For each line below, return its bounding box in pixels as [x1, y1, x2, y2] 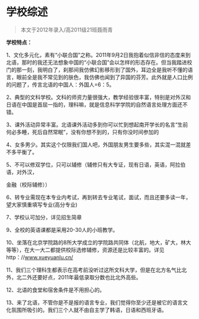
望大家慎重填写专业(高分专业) [6, 201, 78, 208]
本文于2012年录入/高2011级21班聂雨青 [20, 26, 113, 33]
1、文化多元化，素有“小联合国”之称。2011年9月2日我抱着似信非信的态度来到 [6, 51, 191, 58]
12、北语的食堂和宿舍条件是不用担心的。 [6, 286, 105, 294]
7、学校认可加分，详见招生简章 [6, 213, 82, 221]
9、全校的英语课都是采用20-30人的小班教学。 [6, 226, 118, 233]
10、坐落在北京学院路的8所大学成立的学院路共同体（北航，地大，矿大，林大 [6, 238, 191, 246]
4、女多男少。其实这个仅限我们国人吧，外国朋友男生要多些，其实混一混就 [6, 141, 187, 148]
